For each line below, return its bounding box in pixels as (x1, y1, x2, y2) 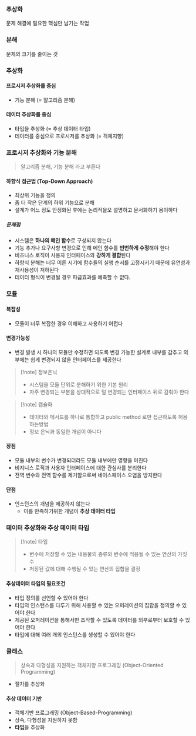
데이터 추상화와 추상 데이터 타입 (6, 524, 90, 532)
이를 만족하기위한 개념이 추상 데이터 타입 (23, 508, 116, 515)
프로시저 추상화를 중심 (6, 82, 56, 89)
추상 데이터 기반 (6, 695, 42, 702)
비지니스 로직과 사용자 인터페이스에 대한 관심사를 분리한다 (14, 464, 147, 471)
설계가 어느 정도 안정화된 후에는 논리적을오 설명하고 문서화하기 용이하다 (14, 207, 178, 214)
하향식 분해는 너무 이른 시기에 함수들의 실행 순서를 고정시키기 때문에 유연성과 (14, 259, 191, 266)
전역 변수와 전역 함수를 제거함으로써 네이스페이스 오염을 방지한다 (14, 471, 163, 478)
